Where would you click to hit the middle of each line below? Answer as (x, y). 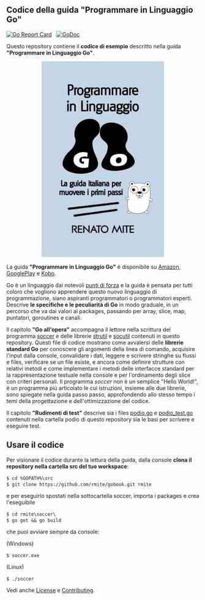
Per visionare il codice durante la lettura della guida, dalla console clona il (99, 460)
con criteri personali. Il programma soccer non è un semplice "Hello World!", (102, 381)
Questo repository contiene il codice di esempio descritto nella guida (94, 46)
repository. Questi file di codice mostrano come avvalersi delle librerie (95, 343)
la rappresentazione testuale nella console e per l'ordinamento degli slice (99, 375)
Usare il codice (35, 445)
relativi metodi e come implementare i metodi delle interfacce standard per (100, 368)
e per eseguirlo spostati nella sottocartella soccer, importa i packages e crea (103, 495)
